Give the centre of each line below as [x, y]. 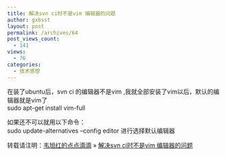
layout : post [26, 26]
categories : [24, 65]
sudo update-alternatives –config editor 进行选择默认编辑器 [91, 131]
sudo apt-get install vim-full [46, 108]
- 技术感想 [27, 71]
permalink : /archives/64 [43, 33]
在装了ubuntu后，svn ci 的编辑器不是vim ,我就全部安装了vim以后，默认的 [111, 91]
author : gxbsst [29, 20]
